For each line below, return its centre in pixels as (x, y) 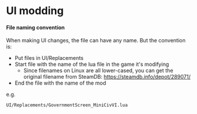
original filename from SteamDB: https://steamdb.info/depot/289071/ (107, 77)
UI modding (35, 11)
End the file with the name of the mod (60, 83)
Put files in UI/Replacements (49, 58)
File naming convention (35, 27)
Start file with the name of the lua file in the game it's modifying (92, 64)
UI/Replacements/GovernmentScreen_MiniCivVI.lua (67, 105)
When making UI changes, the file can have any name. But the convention (96, 41)
